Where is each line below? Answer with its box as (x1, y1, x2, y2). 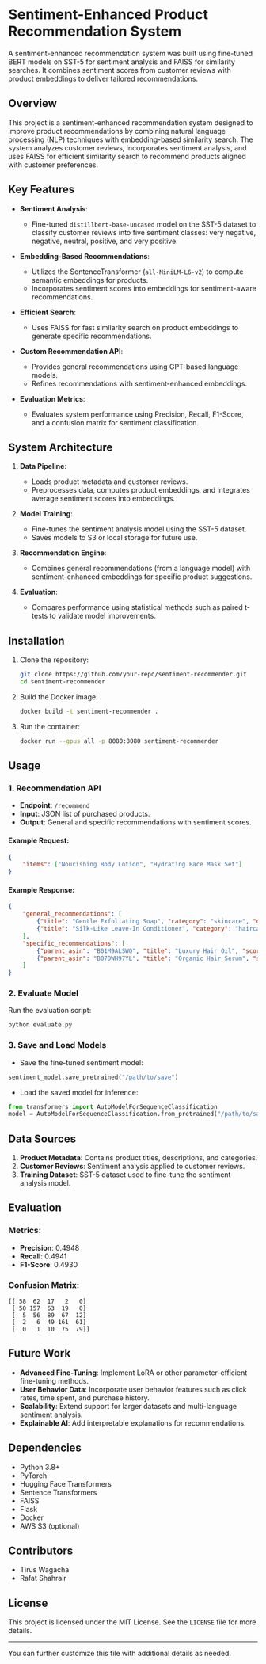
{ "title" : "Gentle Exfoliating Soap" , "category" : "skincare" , (36, 917, 249, 926)
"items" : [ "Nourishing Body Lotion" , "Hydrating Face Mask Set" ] (22, 861, 243, 869)
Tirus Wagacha (19, 1565, 70, 1575)
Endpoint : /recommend (19, 801, 90, 810)
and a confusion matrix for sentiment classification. (31, 417, 199, 427)
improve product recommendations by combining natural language (8, 126, 226, 135)
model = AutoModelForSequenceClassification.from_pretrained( (8, 1110, 218, 1118)
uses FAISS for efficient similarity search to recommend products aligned (8, 151, 247, 161)
